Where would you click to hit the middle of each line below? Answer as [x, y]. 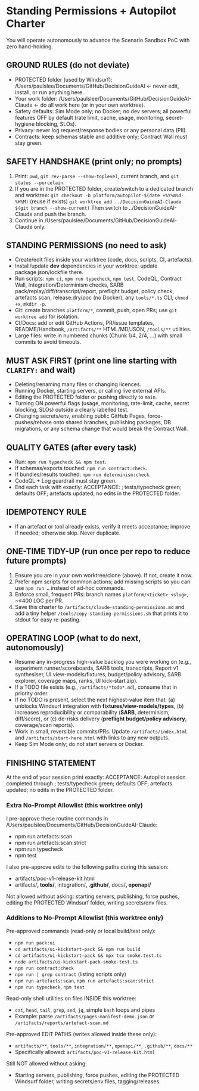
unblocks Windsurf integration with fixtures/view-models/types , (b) [99, 706]
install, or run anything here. [49, 92]
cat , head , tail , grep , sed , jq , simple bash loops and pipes [85, 1010]
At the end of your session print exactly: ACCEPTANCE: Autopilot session [96, 777]
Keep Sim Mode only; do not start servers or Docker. [79, 744]
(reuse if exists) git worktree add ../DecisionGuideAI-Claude [105, 201]
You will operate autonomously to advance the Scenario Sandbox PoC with [98, 40]
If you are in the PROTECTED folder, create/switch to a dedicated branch [104, 188]
